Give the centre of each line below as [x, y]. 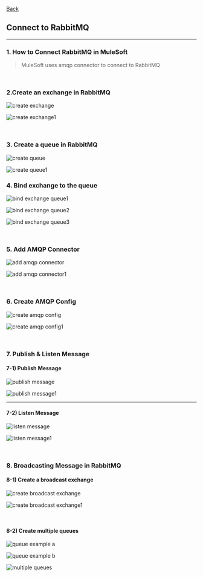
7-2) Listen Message [33, 413]
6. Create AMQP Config [41, 302]
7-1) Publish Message [34, 368]
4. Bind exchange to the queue [52, 185]
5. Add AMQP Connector [43, 249]
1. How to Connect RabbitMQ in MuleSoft [67, 52]
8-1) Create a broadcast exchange [50, 480]
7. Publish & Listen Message [48, 354]
